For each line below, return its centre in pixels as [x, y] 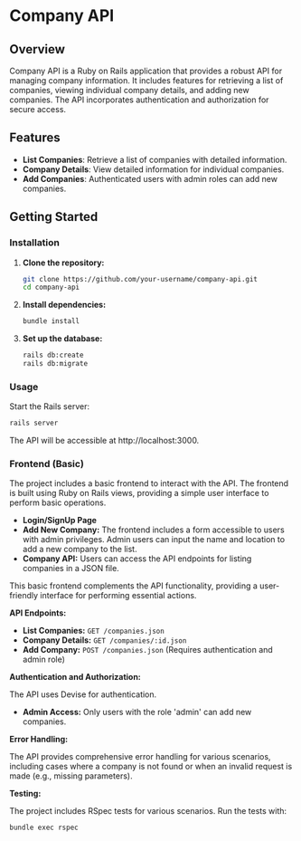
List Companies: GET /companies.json [93, 631]
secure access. [38, 109]
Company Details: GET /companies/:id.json [104, 640]
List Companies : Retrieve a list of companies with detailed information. [155, 159]
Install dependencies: [64, 305]
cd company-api [51, 287]
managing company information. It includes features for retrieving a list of [146, 81]
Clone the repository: [63, 263]
